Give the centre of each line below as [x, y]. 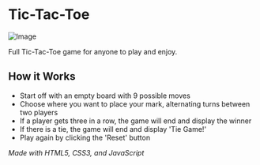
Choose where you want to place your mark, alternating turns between [135, 103]
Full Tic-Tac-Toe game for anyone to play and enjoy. [93, 51]
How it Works [42, 77]
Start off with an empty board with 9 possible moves [105, 96]
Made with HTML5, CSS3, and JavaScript [76, 152]
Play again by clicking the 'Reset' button [85, 137]
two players [39, 112]
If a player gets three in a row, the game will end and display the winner [136, 121]
